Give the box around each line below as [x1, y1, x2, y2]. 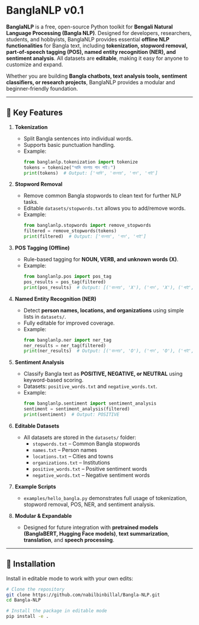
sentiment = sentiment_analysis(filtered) [23, 406, 130, 412]
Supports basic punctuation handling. [23, 141, 115, 148]
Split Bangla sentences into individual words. [23, 134, 133, 142]
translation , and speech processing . [23, 536, 114, 543]
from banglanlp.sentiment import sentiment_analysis [23, 400, 157, 406]
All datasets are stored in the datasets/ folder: [23, 434, 136, 441]
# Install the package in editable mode [6, 608, 108, 614]
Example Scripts [14, 483, 56, 490]
